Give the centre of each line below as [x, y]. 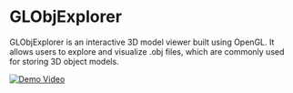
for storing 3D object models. [65, 61]
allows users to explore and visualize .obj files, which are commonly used [147, 51]
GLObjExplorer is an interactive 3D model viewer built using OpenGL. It [142, 42]
